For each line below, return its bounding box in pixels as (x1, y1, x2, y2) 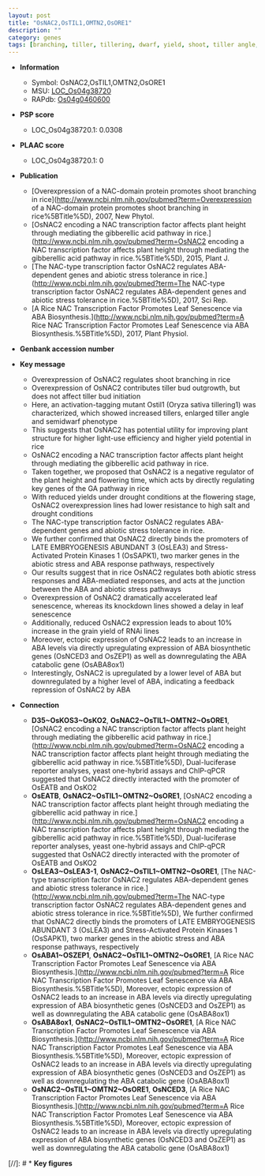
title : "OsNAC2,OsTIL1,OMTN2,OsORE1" (8, 19, 132, 27)
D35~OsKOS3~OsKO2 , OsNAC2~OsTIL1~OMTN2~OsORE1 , (31, 716, 230, 725)
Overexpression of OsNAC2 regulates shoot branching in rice (31, 375, 231, 384)
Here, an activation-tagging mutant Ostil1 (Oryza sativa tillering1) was (31, 400, 256, 410)
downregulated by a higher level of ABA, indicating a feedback (31, 676, 235, 687)
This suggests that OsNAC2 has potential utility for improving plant (31, 425, 248, 435)
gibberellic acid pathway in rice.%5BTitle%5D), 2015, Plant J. (31, 253, 230, 263)
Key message (19, 360, 65, 369)
